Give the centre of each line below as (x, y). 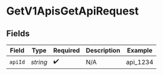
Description (103, 51)
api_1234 (140, 62)
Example (140, 51)
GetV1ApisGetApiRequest (73, 11)
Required (66, 51)
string (39, 62)
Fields (18, 34)
